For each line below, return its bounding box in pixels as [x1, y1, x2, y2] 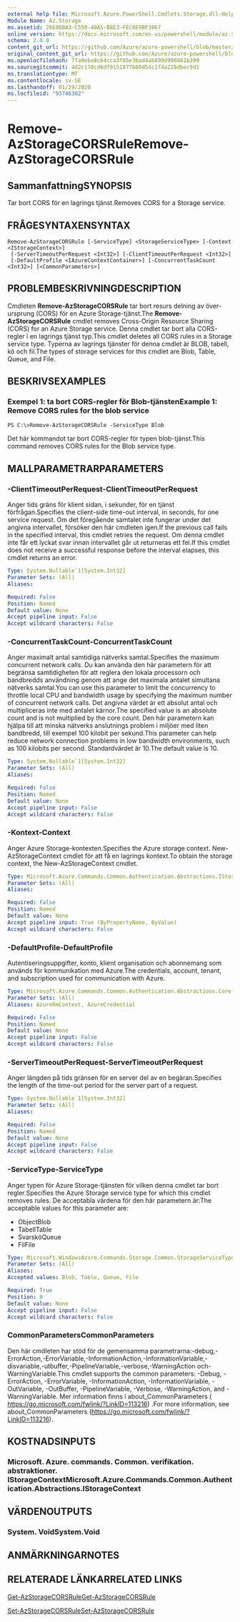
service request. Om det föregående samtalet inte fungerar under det [7, 516, 211, 524]
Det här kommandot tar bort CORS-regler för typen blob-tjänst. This [7, 434, 205, 443]
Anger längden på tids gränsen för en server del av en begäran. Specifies [7, 1073, 222, 1082]
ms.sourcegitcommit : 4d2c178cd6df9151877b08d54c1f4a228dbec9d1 [7, 64, 200, 71]
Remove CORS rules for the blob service [7, 406, 150, 416]
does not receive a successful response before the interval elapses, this [7, 546, 219, 554]
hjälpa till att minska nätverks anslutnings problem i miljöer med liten [7, 721, 209, 730]
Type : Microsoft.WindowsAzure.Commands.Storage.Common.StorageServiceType [7, 1254, 235, 1261]
